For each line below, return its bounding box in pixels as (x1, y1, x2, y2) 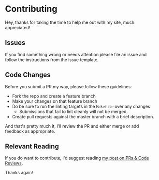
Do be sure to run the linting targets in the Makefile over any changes (12, 103, 151, 109)
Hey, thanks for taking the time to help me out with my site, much (5, 19, 134, 25)
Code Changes (5, 71, 51, 79)
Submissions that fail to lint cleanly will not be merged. (19, 108, 128, 115)
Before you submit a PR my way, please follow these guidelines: (5, 83, 132, 89)
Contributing (5, 3, 58, 15)
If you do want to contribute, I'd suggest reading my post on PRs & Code (5, 155, 149, 161)
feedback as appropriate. (5, 128, 56, 134)
